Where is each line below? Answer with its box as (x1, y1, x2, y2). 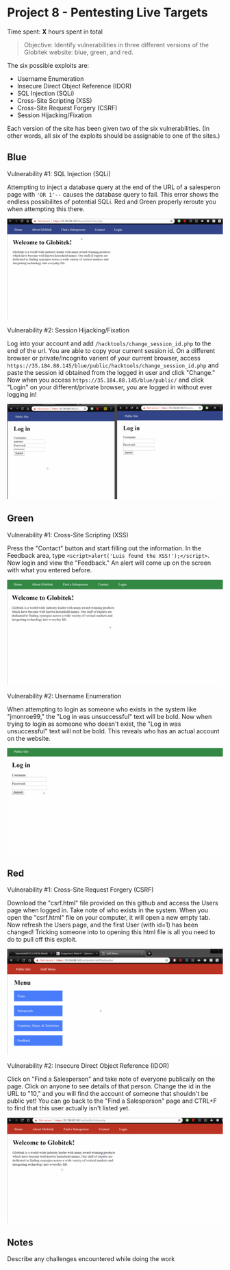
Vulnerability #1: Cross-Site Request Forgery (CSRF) (7, 886, 154, 894)
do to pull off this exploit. (7, 936, 77, 944)
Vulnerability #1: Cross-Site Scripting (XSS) (7, 530, 129, 539)
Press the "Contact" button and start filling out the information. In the (7, 544, 202, 552)
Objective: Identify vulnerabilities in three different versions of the (23, 40, 209, 49)
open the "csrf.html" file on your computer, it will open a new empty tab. (7, 914, 211, 922)
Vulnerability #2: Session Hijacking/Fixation (7, 326, 130, 334)
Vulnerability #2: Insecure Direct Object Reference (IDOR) (7, 1061, 170, 1070)
